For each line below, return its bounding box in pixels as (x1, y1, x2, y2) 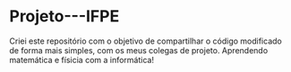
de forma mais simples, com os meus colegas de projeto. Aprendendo (9, 44, 269, 55)
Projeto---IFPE (9, 6, 120, 27)
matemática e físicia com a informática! (9, 54, 155, 65)
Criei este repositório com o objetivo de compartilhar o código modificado (9, 36, 282, 46)
